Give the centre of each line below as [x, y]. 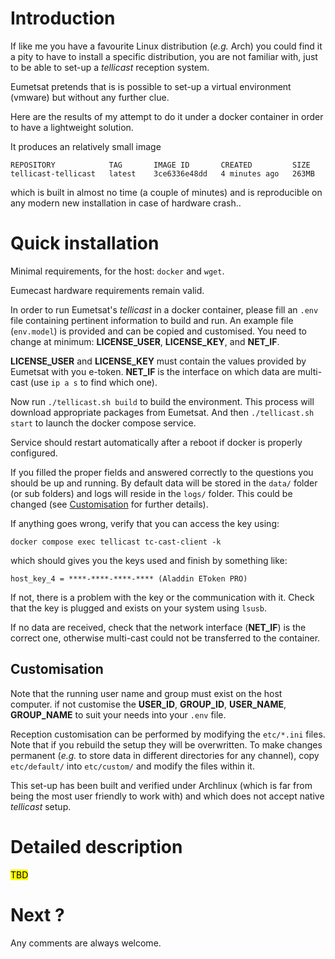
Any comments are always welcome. [86, 943]
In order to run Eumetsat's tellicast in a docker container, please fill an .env [164, 309]
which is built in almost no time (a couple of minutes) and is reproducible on [166, 192]
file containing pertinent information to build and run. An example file [152, 320]
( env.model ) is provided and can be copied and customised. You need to [158, 331]
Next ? [37, 914]
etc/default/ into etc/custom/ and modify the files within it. [132, 766]
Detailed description [96, 846]
